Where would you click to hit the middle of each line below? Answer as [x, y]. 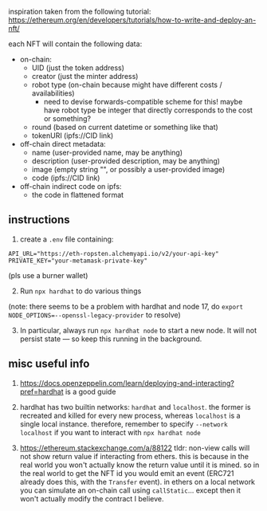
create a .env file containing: [67, 239]
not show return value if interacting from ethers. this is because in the [134, 456]
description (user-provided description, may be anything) [126, 161]
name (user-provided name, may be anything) [107, 152]
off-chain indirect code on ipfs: [71, 186]
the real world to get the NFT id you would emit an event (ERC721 [127, 473]
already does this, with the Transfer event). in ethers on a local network [137, 482]
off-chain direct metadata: [63, 144]
